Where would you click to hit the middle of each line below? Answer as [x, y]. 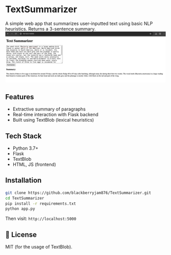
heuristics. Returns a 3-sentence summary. [50, 29]
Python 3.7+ [25, 148]
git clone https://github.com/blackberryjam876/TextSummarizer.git [78, 193]
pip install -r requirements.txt [41, 204]
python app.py [20, 209]
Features [20, 97]
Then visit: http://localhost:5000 [41, 219]
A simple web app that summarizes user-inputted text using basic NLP [79, 23]
